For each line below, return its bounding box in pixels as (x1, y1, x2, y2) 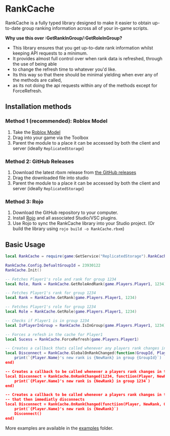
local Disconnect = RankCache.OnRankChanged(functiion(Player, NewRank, (5, 402, 162, 407)
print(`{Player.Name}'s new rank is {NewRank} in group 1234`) (14, 378, 151, 383)
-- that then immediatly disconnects (5, 397, 85, 402)
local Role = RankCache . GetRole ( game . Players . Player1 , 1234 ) (5, 309, 137, 314)
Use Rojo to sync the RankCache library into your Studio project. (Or (12, 221, 155, 227)
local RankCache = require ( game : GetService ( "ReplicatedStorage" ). (5, 254, 148, 259)
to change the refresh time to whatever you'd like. (12, 66, 116, 72)
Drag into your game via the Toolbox (12, 135, 89, 141)
